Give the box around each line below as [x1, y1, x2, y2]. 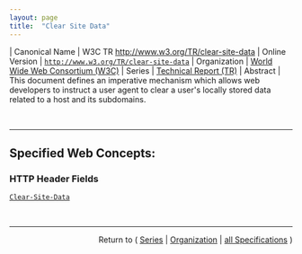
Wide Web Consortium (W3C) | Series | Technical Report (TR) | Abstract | [9, 65, 281, 76]
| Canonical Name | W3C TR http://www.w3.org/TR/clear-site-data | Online [9, 46, 286, 57]
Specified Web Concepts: [9, 145, 155, 161]
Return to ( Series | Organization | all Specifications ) [98, 234, 293, 245]
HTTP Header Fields [9, 172, 99, 185]
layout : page [9, 13, 58, 22]
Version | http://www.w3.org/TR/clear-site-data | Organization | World [9, 56, 273, 66]
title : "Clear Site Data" [9, 22, 111, 31]
